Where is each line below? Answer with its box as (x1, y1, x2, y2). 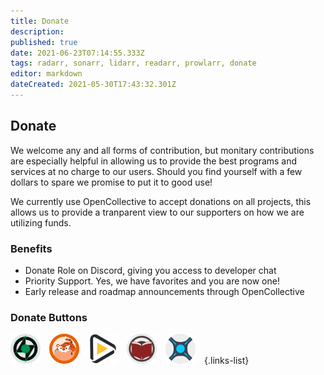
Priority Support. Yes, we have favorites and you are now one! (24, 275, 280, 287)
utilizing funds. (10, 216, 72, 229)
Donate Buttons (10, 310, 88, 324)
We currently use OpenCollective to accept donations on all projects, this (10, 195, 312, 207)
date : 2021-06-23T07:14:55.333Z (10, 48, 145, 58)
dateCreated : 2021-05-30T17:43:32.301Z (10, 80, 177, 90)
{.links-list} (204, 355, 250, 367)
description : (10, 26, 65, 37)
